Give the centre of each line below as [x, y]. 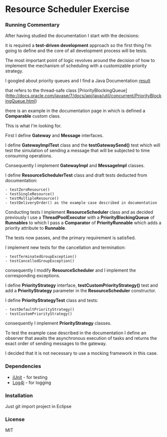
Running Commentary [32, 25]
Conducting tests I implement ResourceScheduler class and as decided [79, 212]
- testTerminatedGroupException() [41, 257]
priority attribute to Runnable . [36, 228]
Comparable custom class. [33, 116]
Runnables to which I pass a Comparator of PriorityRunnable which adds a [83, 223]
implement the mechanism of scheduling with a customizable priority [76, 66]
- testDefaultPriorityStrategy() [40, 310]
